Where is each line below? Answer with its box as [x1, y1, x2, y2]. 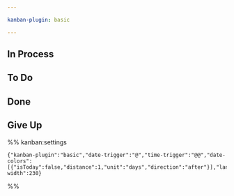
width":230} [7, 169, 42, 176]
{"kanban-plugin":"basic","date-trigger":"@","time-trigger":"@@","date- [7, 151, 226, 158]
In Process [7, 48, 54, 60]
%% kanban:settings [7, 137, 68, 146]
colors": [7, 158, 33, 165]
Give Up [7, 119, 42, 131]
